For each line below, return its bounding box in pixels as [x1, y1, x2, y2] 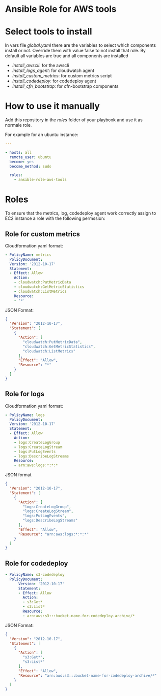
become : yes [9, 159, 34, 164]
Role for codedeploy [5, 559, 68, 567]
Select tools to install [5, 26, 92, 37]
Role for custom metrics [5, 230, 80, 238]
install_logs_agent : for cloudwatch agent [12, 68, 95, 73]
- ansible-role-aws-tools [14, 177, 67, 182]
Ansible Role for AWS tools [5, 3, 117, 15]
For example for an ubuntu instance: [5, 132, 79, 138]
